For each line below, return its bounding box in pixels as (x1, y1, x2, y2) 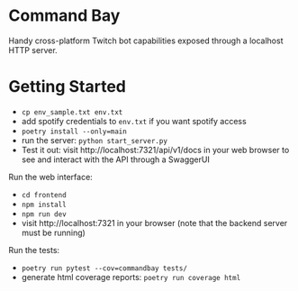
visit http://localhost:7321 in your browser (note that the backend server (21, 217, 288, 228)
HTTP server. (8, 44, 58, 55)
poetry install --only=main (21, 127, 127, 136)
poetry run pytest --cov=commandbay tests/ (21, 263, 188, 273)
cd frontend (21, 190, 67, 199)
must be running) (21, 227, 86, 238)
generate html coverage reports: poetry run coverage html (21, 271, 241, 282)
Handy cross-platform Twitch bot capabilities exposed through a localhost (8, 35, 284, 46)
